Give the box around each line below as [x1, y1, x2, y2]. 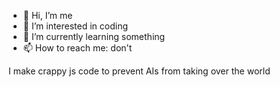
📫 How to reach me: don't [22, 42, 133, 54]
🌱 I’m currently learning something [22, 31, 166, 42]
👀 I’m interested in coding [22, 20, 129, 32]
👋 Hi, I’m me [22, 10, 73, 21]
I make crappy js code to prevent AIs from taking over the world [8, 65, 271, 77]
